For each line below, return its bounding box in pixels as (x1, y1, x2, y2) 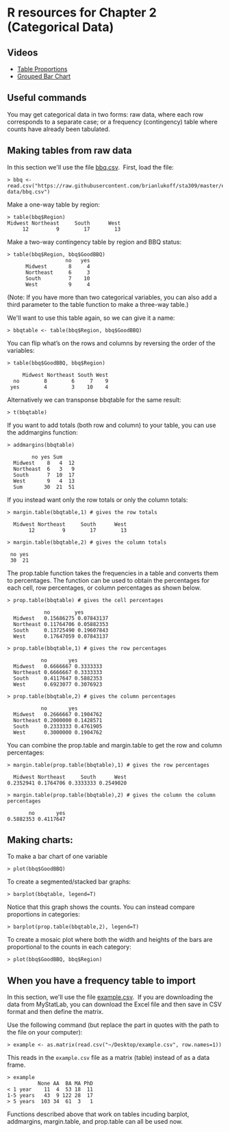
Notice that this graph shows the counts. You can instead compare (7, 903, 195, 911)
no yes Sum (31, 453, 63, 461)
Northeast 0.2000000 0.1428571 (13, 717, 103, 724)
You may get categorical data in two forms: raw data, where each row (7, 110, 204, 118)
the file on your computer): (7, 1028, 83, 1037)
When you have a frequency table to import (7, 975, 196, 986)
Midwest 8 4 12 (13, 459, 75, 466)
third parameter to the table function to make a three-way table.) (7, 300, 189, 308)
